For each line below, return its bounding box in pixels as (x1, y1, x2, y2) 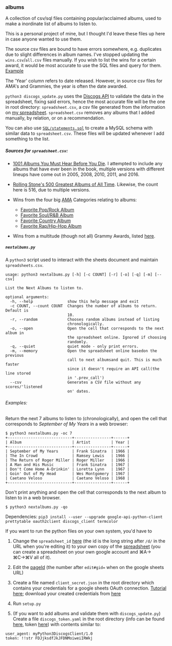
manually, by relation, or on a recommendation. (5, 115, 105, 121)
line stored (5, 371, 31, 376)
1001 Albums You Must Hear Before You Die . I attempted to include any (12, 161, 163, 167)
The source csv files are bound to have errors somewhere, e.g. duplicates (5, 46, 162, 52)
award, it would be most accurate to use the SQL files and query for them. (5, 63, 162, 69)
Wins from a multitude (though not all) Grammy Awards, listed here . (12, 233, 156, 239)
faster (5, 362, 20, 367)
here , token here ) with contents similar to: (12, 621, 101, 628)
